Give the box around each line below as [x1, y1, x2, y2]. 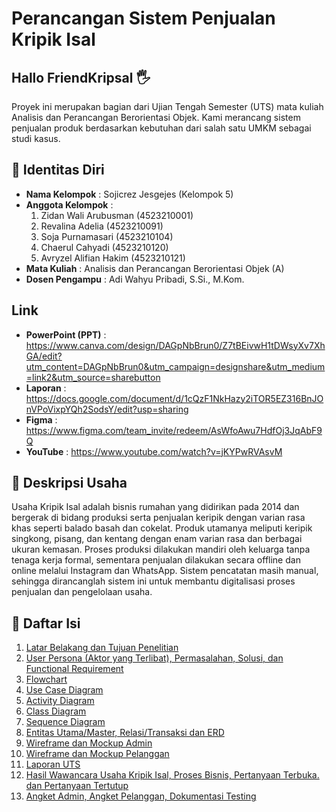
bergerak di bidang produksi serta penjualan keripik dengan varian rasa [11, 512, 306, 524]
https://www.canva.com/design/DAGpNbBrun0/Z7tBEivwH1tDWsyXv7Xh [25, 339, 326, 351]
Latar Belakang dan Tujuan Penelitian [25, 642, 179, 654]
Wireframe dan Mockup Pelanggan [25, 748, 170, 760]
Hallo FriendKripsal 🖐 [11, 69, 151, 86]
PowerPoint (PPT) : [25, 328, 107, 341]
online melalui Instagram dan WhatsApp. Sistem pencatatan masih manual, [11, 565, 319, 577]
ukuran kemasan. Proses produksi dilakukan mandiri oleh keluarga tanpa [11, 543, 311, 556]
